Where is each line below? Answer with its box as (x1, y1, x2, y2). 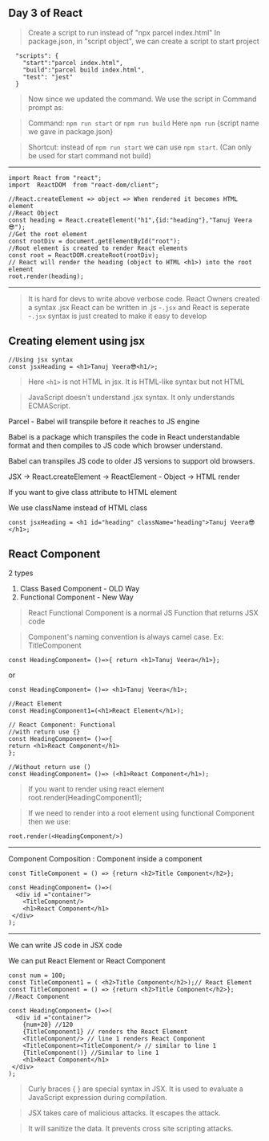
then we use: (27, 817, 71, 827)
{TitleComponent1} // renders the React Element (22, 1028, 188, 1036)
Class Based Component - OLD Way (19, 584, 140, 594)
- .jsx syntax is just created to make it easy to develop (27, 311, 207, 321)
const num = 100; (8, 971, 66, 979)
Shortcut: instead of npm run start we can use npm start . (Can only (27, 142, 252, 152)
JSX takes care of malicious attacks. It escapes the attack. (27, 1108, 222, 1118)
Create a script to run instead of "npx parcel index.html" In (27, 27, 221, 37)
